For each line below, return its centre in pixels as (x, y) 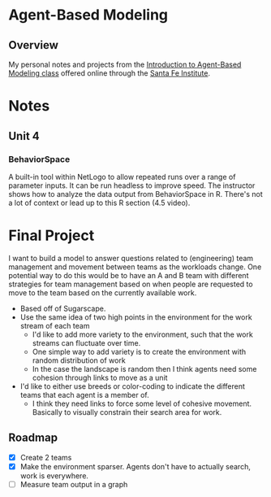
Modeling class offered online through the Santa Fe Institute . (110, 73)
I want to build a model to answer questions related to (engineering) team (131, 258)
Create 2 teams (46, 457)
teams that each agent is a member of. (84, 395)
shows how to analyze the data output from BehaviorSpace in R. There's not (136, 194)
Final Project (52, 235)
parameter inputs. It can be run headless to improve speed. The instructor (132, 185)
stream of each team (55, 325)
